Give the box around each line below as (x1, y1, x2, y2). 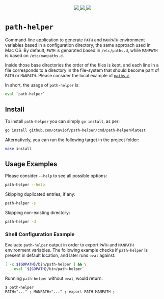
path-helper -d (5, 219, 36, 224)
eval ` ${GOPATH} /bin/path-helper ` (14, 266, 84, 271)
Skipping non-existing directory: (5, 209, 70, 215)
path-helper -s (5, 201, 36, 206)
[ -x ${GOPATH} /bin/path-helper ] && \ (5, 262, 87, 267)
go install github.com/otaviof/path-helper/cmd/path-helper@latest (5, 128, 146, 133)
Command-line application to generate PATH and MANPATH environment (5, 37, 145, 43)
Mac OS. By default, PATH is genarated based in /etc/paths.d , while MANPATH (5, 47, 158, 53)
